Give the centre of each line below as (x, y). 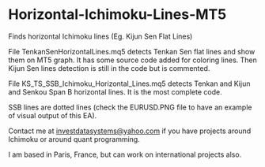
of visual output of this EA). (53, 115)
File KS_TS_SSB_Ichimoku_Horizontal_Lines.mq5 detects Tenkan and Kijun (129, 83)
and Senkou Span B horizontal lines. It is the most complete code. (115, 91)
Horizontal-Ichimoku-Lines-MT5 (117, 15)
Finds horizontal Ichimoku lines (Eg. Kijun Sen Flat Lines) (100, 36)
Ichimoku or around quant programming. (74, 139)
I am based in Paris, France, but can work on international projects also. (125, 154)
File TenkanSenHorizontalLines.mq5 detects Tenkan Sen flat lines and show (132, 51)
